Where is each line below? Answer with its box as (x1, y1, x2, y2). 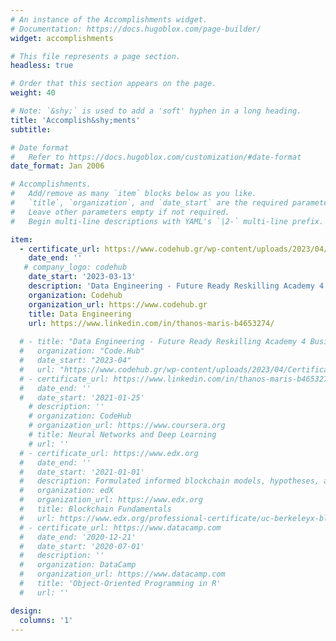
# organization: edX (19, 486, 114, 496)
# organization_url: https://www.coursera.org (28, 421, 226, 431)
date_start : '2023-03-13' (28, 272, 137, 282)
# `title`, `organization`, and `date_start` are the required (10, 198, 288, 208)
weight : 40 (10, 88, 56, 98)
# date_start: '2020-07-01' (19, 541, 145, 551)
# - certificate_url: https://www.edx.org (19, 448, 199, 458)
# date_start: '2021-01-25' (19, 392, 145, 403)
